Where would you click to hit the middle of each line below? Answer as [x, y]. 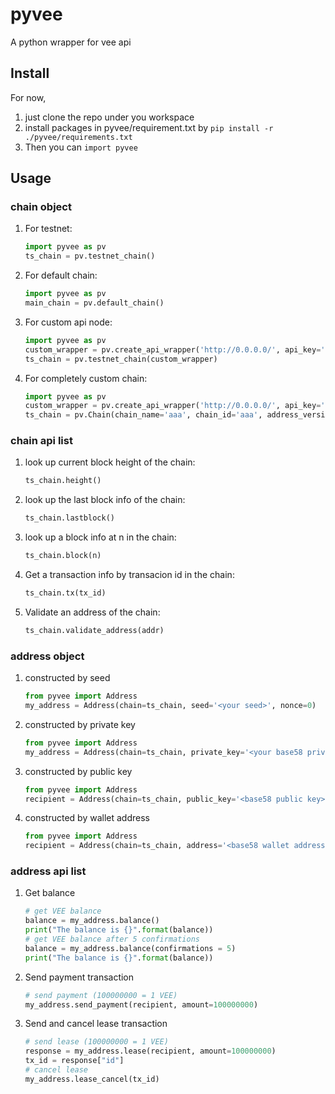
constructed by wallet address [87, 818]
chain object [41, 207]
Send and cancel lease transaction [96, 1024]
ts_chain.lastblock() [69, 518]
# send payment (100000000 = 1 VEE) [101, 995]
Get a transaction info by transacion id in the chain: [129, 575]
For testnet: [48, 229]
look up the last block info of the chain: [105, 500]
